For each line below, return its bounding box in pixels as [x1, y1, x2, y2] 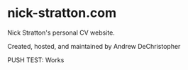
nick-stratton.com [7, 5, 117, 21]
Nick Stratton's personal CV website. [7, 28, 115, 37]
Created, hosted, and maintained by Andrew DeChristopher [7, 42, 181, 50]
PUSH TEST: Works [7, 55, 65, 64]
